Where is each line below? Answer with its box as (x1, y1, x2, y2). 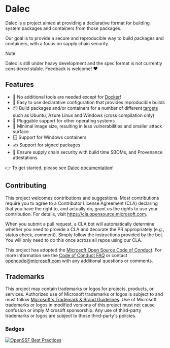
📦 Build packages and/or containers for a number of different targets (12, 105, 158, 111)
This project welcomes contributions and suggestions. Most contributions (5, 195, 159, 201)
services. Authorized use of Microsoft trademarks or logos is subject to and (5, 291, 163, 297)
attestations (12, 154, 38, 161)
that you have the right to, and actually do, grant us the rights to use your (5, 205, 158, 211)
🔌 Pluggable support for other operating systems (12, 117, 115, 123)
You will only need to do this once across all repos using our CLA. (5, 237, 143, 243)
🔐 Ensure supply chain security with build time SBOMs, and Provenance (12, 149, 163, 155)
